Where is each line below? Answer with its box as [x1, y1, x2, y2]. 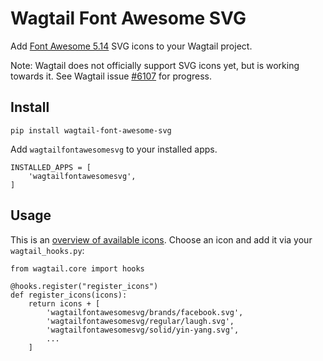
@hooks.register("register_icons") [10, 281, 159, 291]
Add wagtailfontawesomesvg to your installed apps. [10, 143, 218, 155]
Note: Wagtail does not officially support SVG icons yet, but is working [10, 59, 300, 71]
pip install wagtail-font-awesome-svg [10, 125, 172, 136]
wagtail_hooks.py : [10, 244, 85, 256]
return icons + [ [28, 298, 101, 309]
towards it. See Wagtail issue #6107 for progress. [10, 70, 212, 82]
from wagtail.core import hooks [10, 263, 145, 274]
